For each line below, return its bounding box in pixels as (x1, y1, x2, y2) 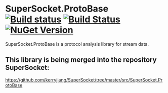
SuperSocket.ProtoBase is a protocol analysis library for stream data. (5, 41, 149, 47)
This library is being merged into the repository (5, 56, 157, 64)
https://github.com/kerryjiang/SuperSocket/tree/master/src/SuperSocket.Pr (5, 76, 163, 83)
